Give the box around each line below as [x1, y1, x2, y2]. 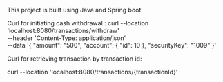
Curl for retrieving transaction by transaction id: [7, 54, 142, 63]
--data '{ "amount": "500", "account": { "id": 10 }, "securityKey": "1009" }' [7, 41, 217, 49]
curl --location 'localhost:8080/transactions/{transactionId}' [7, 68, 178, 76]
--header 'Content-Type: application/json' [7, 34, 126, 42]
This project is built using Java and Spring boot [7, 6, 142, 14]
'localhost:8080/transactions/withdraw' [7, 27, 119, 34]
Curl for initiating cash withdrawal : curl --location [7, 19, 149, 27]
